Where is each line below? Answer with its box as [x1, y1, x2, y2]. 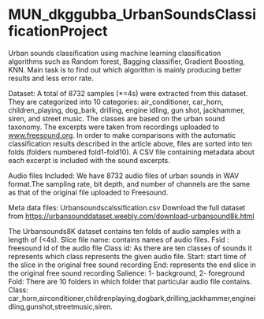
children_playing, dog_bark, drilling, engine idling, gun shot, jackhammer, [8, 105, 246, 115]
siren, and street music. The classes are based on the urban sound [8, 113, 225, 123]
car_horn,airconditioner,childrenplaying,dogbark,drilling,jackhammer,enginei [8, 293, 256, 302]
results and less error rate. [8, 73, 95, 83]
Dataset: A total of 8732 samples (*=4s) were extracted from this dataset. [8, 88, 248, 98]
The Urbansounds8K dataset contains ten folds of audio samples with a [8, 226, 241, 236]
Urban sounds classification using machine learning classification [8, 48, 221, 57]
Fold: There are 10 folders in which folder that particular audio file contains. [8, 276, 252, 286]
